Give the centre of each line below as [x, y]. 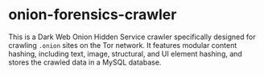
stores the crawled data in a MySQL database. [85, 62]
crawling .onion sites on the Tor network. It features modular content [123, 45]
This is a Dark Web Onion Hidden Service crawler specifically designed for [132, 37]
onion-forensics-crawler [93, 15]
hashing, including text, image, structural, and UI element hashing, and [126, 53]
